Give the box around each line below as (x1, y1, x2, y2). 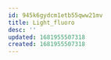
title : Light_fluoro (8, 19, 76, 26)
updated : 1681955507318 (8, 33, 86, 41)
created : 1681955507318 (8, 41, 86, 48)
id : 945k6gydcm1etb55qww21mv (8, 11, 103, 19)
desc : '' (8, 26, 37, 34)
